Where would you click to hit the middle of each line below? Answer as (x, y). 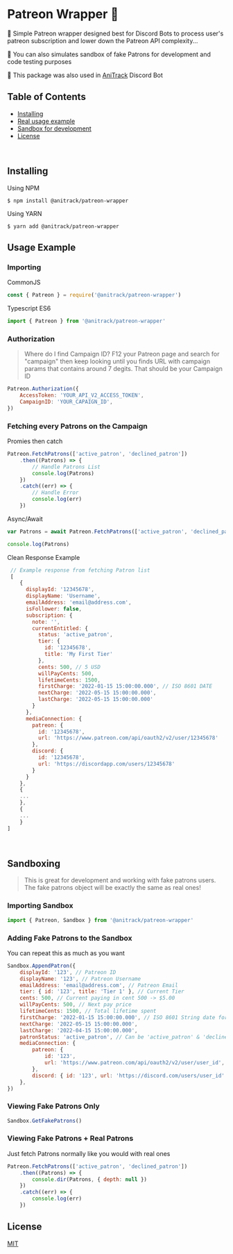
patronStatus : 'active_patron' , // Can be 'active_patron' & (110, 1037)
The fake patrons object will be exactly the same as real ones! (112, 888)
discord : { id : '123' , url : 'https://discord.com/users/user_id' (129, 1075)
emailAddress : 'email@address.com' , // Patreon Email (99, 985)
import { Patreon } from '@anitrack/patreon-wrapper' (87, 321)
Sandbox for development (54, 129)
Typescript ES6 (29, 308)
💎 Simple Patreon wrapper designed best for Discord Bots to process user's (115, 33)
